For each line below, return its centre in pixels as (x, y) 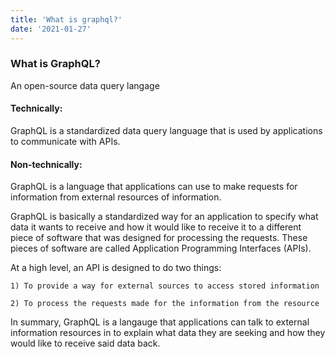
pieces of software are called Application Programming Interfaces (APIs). (161, 248)
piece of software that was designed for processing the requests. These (159, 238)
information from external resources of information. (116, 197)
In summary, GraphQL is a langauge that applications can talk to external (160, 322)
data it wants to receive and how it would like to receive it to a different (156, 227)
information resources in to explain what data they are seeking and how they (168, 333)
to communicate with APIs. (65, 141)
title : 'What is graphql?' (66, 19)
